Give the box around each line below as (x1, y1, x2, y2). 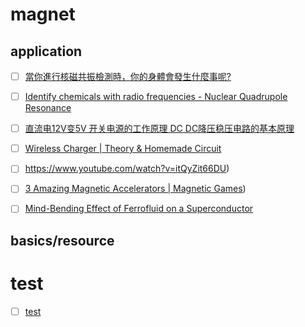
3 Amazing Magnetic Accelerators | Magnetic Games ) (24, 183, 247, 195)
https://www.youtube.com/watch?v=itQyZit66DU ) (24, 163, 230, 175)
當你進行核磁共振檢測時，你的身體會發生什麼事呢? (24, 71, 232, 82)
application (10, 43, 83, 60)
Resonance (24, 102, 72, 114)
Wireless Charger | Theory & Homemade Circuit (24, 143, 222, 155)
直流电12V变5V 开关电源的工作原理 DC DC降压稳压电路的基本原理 (24, 123, 295, 135)
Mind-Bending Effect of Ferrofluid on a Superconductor (24, 203, 254, 215)
